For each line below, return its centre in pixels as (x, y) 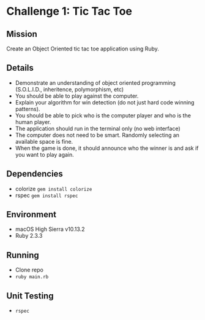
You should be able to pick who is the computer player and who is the (103, 115)
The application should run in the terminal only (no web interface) (98, 128)
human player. (33, 122)
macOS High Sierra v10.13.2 (50, 229)
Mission (22, 34)
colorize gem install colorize (54, 189)
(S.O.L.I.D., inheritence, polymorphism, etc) (69, 89)
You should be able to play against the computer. (77, 96)
